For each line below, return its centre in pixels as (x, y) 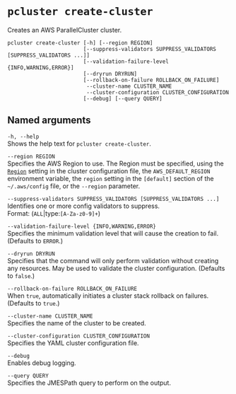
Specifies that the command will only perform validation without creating (113, 260)
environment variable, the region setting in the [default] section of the (111, 178)
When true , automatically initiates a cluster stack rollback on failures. (108, 296)
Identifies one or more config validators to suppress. (84, 206)
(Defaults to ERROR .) (35, 241)
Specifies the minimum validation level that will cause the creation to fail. (113, 233)
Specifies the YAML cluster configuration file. (73, 343)
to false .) (21, 276)
